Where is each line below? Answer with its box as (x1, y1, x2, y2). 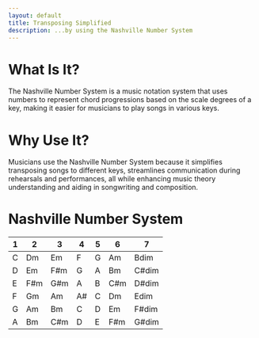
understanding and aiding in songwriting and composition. (8, 183, 199, 192)
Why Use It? (8, 131, 90, 149)
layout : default (8, 11, 62, 20)
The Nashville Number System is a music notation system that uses (8, 86, 228, 96)
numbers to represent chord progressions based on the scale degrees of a (8, 95, 252, 104)
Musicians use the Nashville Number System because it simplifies (8, 158, 223, 167)
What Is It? (8, 60, 80, 78)
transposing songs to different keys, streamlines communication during (8, 165, 241, 175)
